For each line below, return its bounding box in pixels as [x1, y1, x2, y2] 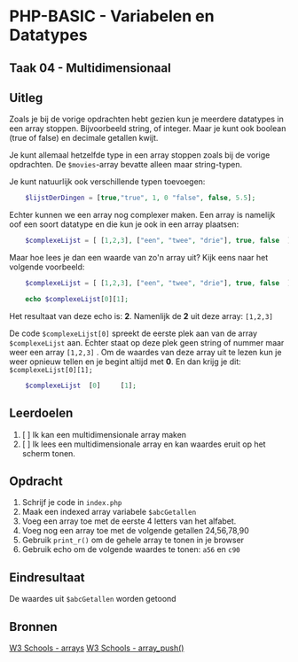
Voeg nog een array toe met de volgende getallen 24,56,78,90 [21, 526, 250, 536]
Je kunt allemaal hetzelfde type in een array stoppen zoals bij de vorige [9, 150, 271, 160]
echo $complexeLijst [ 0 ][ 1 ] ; [25, 295, 129, 304]
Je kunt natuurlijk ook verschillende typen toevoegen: [9, 176, 206, 187]
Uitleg [9, 90, 43, 105]
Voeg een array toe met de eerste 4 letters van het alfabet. [21, 516, 237, 526]
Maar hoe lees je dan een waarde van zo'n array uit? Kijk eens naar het [9, 253, 269, 263]
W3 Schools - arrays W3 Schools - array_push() [9, 643, 184, 653]
